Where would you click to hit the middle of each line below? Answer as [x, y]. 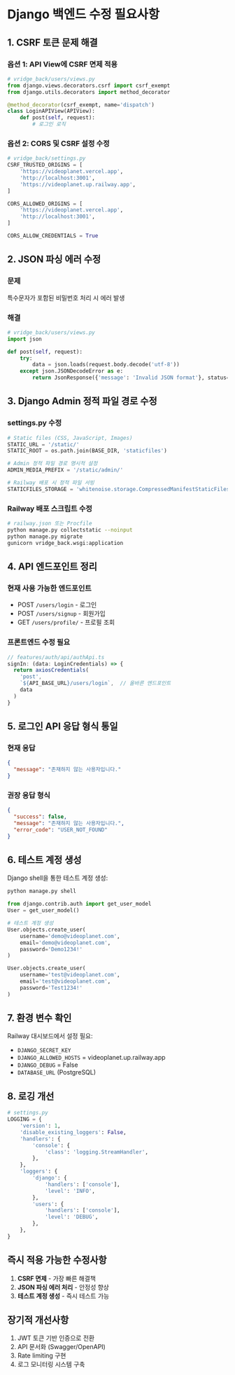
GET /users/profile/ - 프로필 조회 [66, 622]
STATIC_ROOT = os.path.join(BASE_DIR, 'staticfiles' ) [87, 451]
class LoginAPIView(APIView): [51, 111]
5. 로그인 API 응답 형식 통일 [63, 727]
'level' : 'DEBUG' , [71, 1217]
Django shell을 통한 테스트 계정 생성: [58, 878]
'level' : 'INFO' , [70, 1191]
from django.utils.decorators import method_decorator [89, 92]
